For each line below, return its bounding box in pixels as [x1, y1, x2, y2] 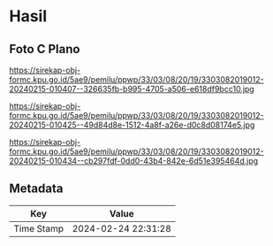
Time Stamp [13, 222, 64, 234]
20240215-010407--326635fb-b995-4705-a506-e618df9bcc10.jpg [9, 84, 254, 94]
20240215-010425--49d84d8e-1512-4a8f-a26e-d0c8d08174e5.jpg [9, 119, 255, 130]
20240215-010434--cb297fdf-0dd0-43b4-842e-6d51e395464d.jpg [9, 156, 259, 165]
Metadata [9, 181, 64, 196]
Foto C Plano [9, 42, 80, 57]
